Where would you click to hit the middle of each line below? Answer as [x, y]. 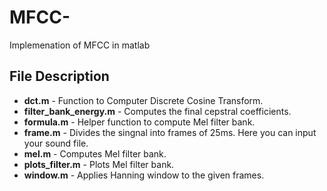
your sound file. [56, 143]
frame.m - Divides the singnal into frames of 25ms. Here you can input [170, 132]
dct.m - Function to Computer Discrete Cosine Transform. [143, 100]
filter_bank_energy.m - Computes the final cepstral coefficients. [157, 111]
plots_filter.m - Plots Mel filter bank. [99, 164]
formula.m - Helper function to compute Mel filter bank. [139, 122]
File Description [59, 76]
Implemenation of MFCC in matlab [80, 45]
